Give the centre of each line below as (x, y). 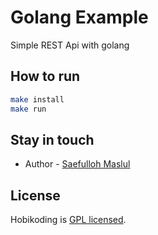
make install (37, 99)
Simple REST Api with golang (70, 45)
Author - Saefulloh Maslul (77, 164)
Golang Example (79, 17)
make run (28, 109)
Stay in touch (52, 139)
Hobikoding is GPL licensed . (68, 220)
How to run (45, 76)
